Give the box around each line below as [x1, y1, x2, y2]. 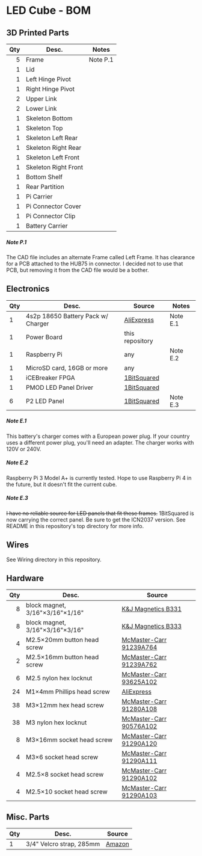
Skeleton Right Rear [26, 144, 82, 152]
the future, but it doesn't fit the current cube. [6, 481, 117, 488]
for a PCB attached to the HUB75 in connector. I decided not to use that [6, 260, 183, 267]
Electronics [6, 284, 50, 294]
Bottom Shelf [26, 173, 63, 181]
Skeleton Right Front [26, 163, 83, 171]
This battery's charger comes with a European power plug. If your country [6, 433, 190, 440]
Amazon [106, 840, 129, 848]
